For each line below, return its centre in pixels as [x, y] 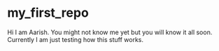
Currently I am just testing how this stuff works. [75, 39]
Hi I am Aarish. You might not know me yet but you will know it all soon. [110, 32]
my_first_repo [48, 13]
